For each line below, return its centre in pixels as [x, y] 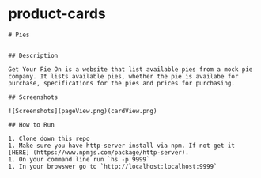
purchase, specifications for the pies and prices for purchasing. [122, 83]
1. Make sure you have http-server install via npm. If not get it [122, 146]
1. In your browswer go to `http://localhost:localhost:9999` [113, 166]
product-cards [57, 14]
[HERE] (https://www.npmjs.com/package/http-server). [99, 152]
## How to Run [32, 125]
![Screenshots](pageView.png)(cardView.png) [83, 111]
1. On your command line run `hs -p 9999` [79, 159]
